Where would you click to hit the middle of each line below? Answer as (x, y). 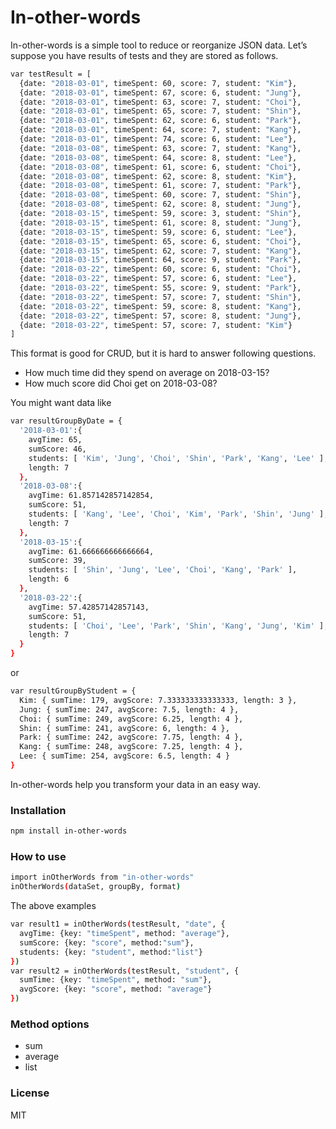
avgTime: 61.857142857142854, (91, 496)
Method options (50, 1024)
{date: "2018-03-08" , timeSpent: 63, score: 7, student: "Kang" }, (160, 148)
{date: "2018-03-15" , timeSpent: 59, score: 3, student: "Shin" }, (160, 214)
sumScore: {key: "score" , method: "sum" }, (107, 942)
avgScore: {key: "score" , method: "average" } (116, 989)
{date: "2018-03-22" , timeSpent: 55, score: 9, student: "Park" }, (160, 288)
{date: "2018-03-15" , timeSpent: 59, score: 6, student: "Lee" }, (158, 232)
